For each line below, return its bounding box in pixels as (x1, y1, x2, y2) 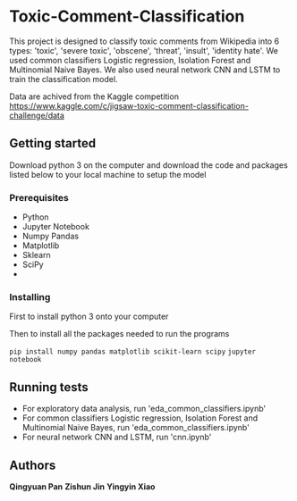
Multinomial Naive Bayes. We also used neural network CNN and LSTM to (9, 64, 281, 75)
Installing (9, 290, 51, 303)
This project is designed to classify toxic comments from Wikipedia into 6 (9, 36, 280, 46)
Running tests (9, 380, 89, 395)
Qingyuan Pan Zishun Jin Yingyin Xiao (9, 480, 156, 492)
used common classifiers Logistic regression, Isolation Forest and (9, 54, 251, 65)
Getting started (9, 136, 97, 151)
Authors (9, 457, 56, 472)
